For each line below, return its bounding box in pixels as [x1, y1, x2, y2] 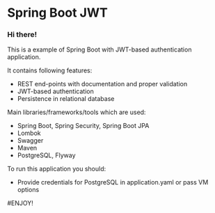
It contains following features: [7, 66, 93, 74]
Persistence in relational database [17, 95, 115, 103]
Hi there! [7, 30, 38, 40]
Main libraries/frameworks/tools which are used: [7, 108, 146, 116]
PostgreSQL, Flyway [17, 151, 76, 159]
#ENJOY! [7, 199, 33, 207]
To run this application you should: [7, 165, 106, 173]
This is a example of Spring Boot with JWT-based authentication [7, 45, 192, 54]
